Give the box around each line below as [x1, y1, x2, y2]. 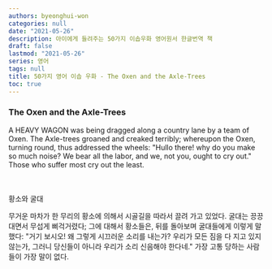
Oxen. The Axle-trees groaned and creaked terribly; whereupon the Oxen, [8, 133, 256, 143]
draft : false [8, 42, 53, 50]
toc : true [8, 80, 42, 88]
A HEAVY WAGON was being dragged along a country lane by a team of [8, 125, 250, 135]
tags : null [8, 65, 45, 73]
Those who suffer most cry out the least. [8, 159, 145, 169]
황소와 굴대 [8, 193, 44, 203]
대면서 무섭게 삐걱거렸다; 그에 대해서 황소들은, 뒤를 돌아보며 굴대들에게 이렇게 [8, 221, 253, 231]
